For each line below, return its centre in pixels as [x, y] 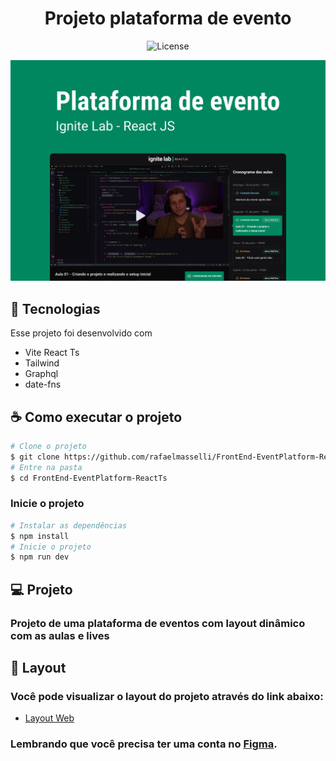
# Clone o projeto [48, 446]
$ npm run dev [40, 557]
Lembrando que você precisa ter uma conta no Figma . [144, 744]
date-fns [43, 384]
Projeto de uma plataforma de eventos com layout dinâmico [158, 623]
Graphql [41, 374]
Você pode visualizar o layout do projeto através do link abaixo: [167, 696]
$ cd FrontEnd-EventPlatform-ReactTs [89, 478]
